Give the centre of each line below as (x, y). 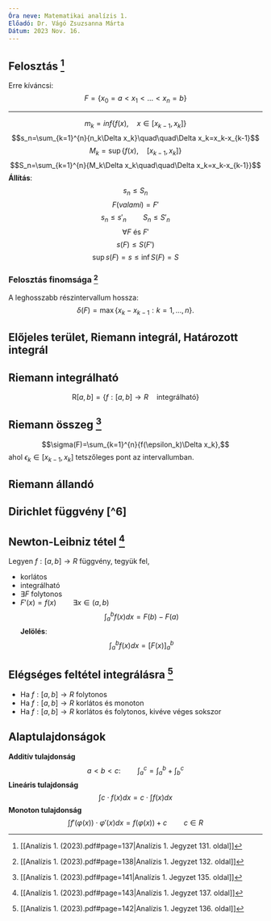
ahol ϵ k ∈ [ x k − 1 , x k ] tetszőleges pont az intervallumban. (101, 458)
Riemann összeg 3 (55, 424)
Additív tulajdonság (42, 756)
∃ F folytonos (41, 594)
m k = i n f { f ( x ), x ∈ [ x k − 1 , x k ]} (135, 124)
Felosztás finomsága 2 (53, 279)
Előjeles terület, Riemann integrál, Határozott (123, 337)
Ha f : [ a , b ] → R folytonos (63, 694)
